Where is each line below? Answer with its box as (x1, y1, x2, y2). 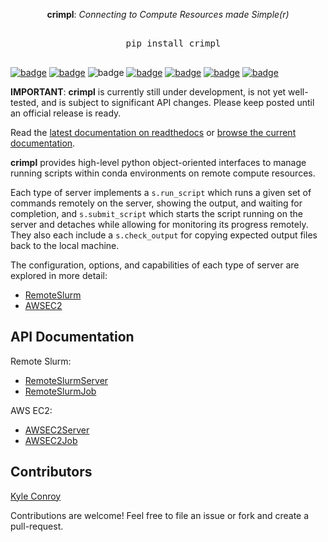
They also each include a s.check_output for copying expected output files (10, 229, 318, 241)
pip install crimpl (125, 38, 222, 49)
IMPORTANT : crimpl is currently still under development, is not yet (10, 86, 287, 98)
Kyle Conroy (10, 490, 62, 502)
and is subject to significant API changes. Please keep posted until (41, 97, 315, 108)
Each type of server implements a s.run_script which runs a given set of (10, 187, 312, 198)
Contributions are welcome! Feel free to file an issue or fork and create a (10, 509, 310, 521)
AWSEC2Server (24, 424, 90, 436)
